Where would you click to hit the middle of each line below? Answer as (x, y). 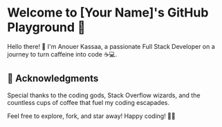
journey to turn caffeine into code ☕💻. (62, 54)
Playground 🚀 (46, 27)
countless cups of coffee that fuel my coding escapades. (89, 102)
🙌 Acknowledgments (53, 78)
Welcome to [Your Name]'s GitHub (108, 13)
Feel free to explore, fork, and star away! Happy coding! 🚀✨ (91, 116)
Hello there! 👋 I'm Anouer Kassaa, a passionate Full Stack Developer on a (111, 46)
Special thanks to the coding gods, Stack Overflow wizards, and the (104, 95)
